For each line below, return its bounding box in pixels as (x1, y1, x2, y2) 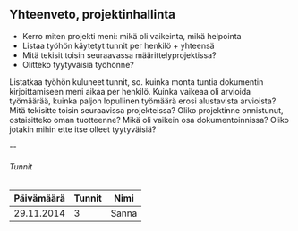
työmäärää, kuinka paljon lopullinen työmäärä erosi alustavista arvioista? (9, 95, 277, 106)
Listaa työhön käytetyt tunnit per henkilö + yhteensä (21, 40, 215, 51)
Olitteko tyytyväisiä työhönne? (21, 59, 134, 70)
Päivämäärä (13, 192, 65, 204)
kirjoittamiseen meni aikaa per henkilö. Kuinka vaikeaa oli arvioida (9, 86, 251, 96)
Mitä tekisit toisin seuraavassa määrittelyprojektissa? (21, 49, 217, 61)
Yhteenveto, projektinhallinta (9, 7, 176, 22)
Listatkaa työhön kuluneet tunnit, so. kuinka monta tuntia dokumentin (9, 76, 264, 87)
